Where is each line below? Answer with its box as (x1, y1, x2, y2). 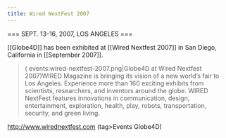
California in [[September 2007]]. (7, 50, 103, 59)
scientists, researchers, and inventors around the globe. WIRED (24, 86, 209, 95)
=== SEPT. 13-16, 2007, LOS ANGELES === (7, 29, 133, 38)
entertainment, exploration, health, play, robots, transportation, (24, 101, 207, 109)
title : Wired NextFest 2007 (7, 10, 90, 18)
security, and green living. (24, 109, 101, 117)
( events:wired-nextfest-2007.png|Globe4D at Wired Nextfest (24, 64, 202, 72)
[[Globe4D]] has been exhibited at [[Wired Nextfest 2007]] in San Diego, (7, 43, 217, 51)
